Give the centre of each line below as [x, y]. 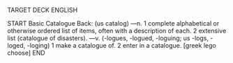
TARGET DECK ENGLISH [43, 10]
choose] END [26, 53]
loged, [16, 45]
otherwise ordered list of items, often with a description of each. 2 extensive [117, 31]
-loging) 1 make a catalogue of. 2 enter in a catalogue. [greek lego [121, 45]
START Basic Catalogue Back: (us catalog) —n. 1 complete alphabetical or [113, 23]
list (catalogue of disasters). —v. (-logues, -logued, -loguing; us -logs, [108, 38]
